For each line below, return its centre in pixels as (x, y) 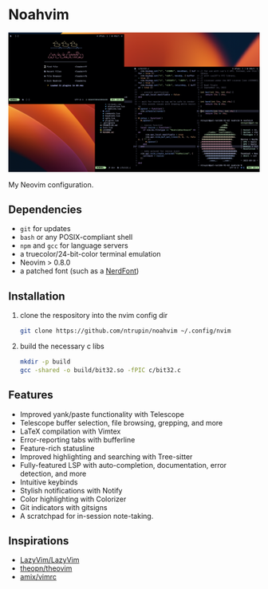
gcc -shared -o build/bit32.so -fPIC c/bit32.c (100, 370)
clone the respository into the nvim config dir (94, 316)
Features (31, 395)
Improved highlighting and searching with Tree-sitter (106, 457)
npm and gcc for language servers (74, 245)
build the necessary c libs (62, 346)
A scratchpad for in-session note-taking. (87, 516)
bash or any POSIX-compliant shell (76, 238)
